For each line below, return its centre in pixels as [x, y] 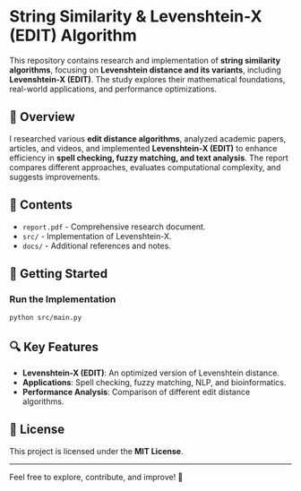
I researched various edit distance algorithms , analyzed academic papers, [148, 138]
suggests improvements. [55, 177]
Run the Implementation [63, 299]
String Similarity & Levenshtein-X [136, 17]
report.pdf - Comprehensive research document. [114, 227]
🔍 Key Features [54, 347]
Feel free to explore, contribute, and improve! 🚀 [96, 477]
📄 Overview [42, 117]
